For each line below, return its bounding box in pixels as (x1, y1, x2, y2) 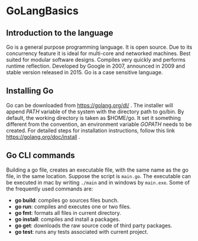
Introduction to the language (6, 28, 113, 38)
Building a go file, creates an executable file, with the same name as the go (6, 166, 189, 173)
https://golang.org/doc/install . (6, 133, 81, 140)
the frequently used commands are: (6, 185, 93, 192)
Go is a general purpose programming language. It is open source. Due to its (6, 43, 193, 50)
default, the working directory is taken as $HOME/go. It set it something (6, 114, 181, 121)
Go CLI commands (6, 150, 75, 161)
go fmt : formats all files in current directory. (14, 209, 121, 216)
